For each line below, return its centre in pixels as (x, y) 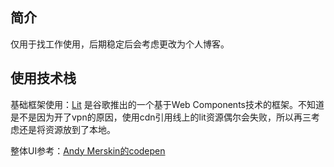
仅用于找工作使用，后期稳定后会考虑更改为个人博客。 (120, 44)
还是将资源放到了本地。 (67, 129)
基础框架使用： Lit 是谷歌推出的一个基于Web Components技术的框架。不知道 (167, 104)
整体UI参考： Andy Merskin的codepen (88, 150)
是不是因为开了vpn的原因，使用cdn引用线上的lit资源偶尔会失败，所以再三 (161, 117)
